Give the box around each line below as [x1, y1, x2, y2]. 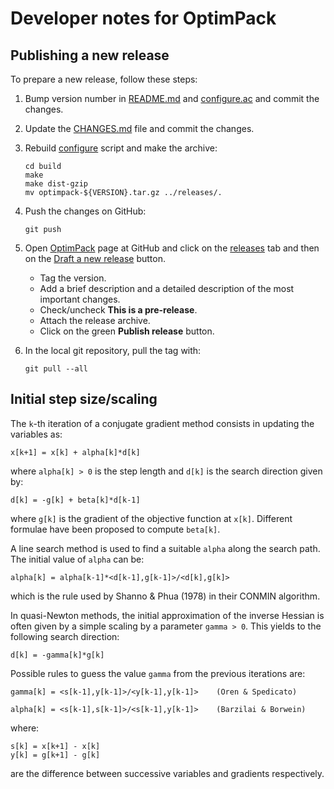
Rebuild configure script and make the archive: [24, 142, 218, 154]
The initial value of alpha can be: [10, 553, 145, 565]
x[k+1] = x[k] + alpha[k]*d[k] [10, 447, 141, 457]
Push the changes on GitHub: [24, 205, 147, 217]
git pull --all [24, 364, 89, 374]
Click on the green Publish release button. [39, 325, 215, 337]
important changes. [39, 293, 121, 305]
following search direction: [10, 630, 120, 642]
